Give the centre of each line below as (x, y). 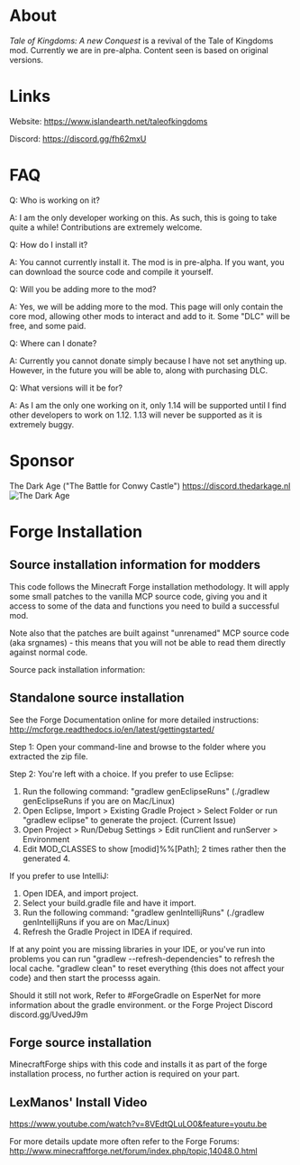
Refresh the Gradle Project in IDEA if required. (108, 931)
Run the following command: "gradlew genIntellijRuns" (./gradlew (143, 913)
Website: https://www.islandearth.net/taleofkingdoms (109, 121)
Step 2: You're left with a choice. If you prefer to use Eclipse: (122, 774)
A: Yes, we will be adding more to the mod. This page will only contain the (146, 307)
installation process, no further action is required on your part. (125, 1074)
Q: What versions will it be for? (66, 388)
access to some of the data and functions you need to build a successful (144, 606)
